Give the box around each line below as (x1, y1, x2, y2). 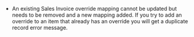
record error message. (11, 24, 68, 31)
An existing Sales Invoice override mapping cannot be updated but (11, 5, 177, 12)
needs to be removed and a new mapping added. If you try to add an (11, 11, 182, 18)
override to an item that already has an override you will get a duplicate (11, 18, 188, 24)
